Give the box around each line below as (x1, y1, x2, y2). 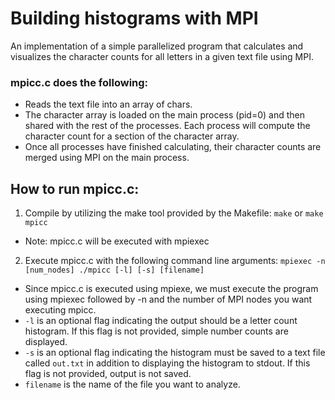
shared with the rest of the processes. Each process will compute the (24, 120, 311, 132)
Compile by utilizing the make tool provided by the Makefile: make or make (24, 207, 324, 219)
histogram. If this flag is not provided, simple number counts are (24, 325, 289, 337)
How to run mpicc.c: (10, 180, 140, 197)
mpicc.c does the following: (10, 75, 149, 89)
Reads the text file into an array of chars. (24, 98, 193, 111)
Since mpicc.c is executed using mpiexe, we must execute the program (24, 283, 319, 295)
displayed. (24, 336, 68, 348)
